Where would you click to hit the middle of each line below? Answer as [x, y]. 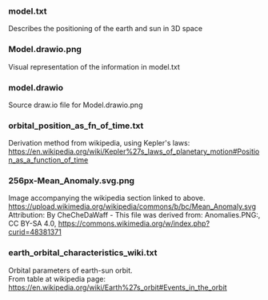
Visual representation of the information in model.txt [94, 66]
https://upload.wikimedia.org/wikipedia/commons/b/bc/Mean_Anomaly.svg [132, 206]
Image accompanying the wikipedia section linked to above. [107, 198]
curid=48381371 [35, 232]
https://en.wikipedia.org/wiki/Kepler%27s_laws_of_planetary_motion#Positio [134, 152]
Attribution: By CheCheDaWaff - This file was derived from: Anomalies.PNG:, [134, 215]
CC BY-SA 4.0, [32, 224]
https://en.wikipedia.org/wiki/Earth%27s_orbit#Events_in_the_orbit [118, 287]
